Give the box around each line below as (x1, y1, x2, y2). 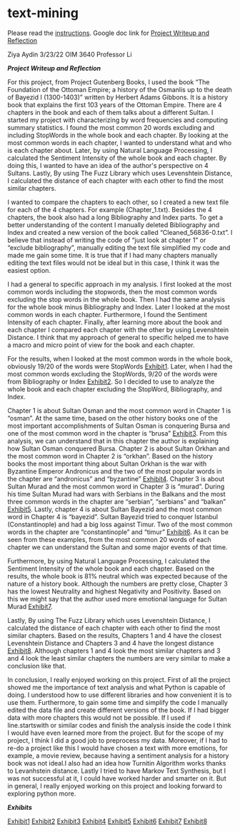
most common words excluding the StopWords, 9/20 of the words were (7, 369, 218, 378)
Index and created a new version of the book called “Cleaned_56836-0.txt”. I (7, 228, 233, 236)
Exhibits (7, 803, 32, 811)
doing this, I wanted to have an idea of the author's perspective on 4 (7, 161, 209, 169)
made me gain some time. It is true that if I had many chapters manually (7, 251, 218, 259)
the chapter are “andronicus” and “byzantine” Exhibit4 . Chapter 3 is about (7, 474, 225, 483)
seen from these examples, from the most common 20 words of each (7, 535, 212, 543)
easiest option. (7, 266, 51, 274)
